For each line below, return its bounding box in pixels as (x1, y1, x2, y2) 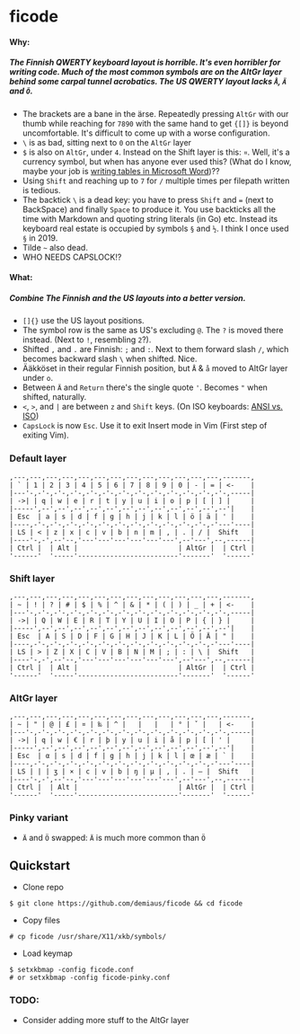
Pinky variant (9, 811, 69, 824)
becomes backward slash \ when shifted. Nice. (22, 353, 198, 365)
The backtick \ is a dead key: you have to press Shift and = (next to (22, 194, 274, 205)
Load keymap (22, 948, 74, 959)
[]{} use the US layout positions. (22, 315, 146, 326)
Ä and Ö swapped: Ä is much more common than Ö (22, 832, 207, 843)
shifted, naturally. (22, 392, 87, 402)
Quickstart (9, 858, 71, 873)
